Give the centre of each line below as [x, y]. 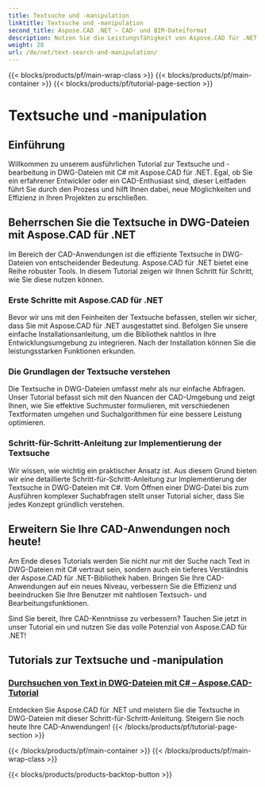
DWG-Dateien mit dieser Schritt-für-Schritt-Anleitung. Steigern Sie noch [126, 719]
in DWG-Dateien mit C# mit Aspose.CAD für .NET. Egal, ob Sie [152, 172]
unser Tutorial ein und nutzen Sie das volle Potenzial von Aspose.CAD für [128, 627]
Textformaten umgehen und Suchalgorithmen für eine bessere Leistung [125, 415]
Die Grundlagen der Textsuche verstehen [89, 372]
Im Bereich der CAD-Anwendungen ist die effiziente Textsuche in [115, 254]
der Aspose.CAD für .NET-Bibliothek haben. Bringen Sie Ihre [106, 577]
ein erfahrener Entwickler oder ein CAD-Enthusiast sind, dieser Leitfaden [127, 181]
